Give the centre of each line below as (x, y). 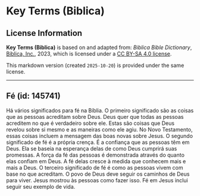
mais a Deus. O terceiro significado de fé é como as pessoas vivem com (95, 167)
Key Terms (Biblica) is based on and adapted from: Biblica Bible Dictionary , (99, 47)
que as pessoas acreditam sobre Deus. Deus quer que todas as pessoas (95, 117)
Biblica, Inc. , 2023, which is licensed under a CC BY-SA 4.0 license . (89, 54)
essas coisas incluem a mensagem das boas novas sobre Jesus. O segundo (100, 136)
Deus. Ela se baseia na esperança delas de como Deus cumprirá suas (92, 148)
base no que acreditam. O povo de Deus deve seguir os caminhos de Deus (98, 174)
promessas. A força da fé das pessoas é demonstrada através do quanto (95, 155)
